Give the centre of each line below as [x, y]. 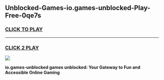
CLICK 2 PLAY [22, 48]
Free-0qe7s [23, 16]
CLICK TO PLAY [24, 30]
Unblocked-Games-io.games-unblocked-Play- [78, 8]
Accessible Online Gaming [32, 72]
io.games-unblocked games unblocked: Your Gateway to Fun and [73, 67]
